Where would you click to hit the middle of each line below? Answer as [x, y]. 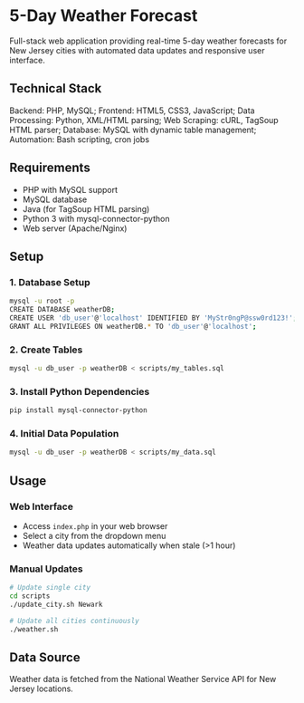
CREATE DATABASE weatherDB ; [62, 310]
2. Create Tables [46, 350]
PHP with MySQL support [70, 189]
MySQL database [55, 199]
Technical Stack [56, 88]
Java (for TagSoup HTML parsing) [86, 208]
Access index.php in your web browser [95, 525]
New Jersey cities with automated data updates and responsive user [137, 50]
